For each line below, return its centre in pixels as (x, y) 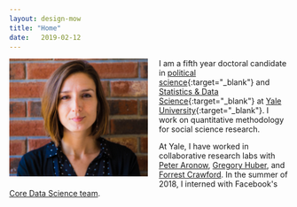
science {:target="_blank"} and (215, 82)
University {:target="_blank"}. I (214, 111)
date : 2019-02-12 (45, 37)
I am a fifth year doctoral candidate (223, 64)
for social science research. (210, 129)
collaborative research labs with (217, 156)
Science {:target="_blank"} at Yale (220, 101)
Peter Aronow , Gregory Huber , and (222, 165)
